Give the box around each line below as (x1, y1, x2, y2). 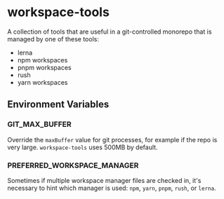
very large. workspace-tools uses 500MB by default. (7, 143, 158, 151)
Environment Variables (7, 99, 110, 111)
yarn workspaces (17, 78, 68, 86)
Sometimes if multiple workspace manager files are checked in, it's (7, 176, 202, 184)
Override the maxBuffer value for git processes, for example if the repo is (7, 135, 218, 144)
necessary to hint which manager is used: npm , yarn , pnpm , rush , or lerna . (7, 184, 216, 192)
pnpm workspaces (17, 63, 72, 71)
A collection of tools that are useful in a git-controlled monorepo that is (7, 27, 212, 36)
